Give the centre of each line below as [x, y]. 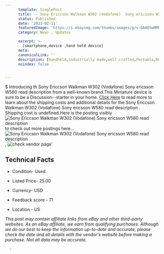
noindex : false [33, 64]
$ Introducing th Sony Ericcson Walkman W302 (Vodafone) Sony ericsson [79, 87]
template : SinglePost [40, 10]
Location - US [26, 209]
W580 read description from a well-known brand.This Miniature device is [79, 92]
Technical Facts [30, 160]
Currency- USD [28, 190]
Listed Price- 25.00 [31, 181]
